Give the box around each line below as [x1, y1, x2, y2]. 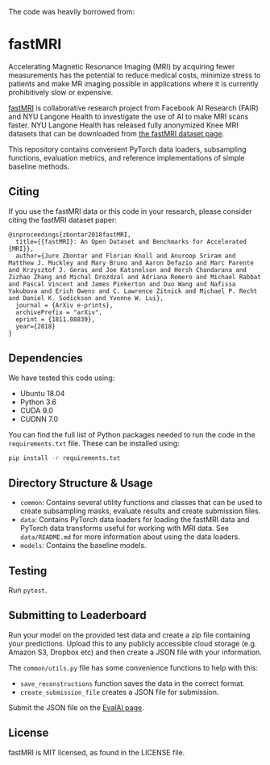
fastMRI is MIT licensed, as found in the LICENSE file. [8, 747, 185, 757]
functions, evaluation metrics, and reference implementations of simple [8, 153, 245, 162]
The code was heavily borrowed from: [8, 7, 135, 16]
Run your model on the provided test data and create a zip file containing [8, 629, 251, 640]
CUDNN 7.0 [19, 414, 59, 424]
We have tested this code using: [8, 373, 115, 382]
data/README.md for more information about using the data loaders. [19, 532, 240, 541]
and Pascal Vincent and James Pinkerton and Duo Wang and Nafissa [8, 280, 236, 288]
